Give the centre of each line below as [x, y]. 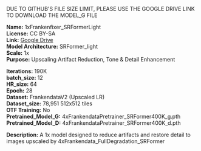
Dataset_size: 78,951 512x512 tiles [49, 104]
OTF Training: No [28, 110]
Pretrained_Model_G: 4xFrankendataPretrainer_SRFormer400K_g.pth [94, 116]
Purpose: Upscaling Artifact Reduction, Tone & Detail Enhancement [91, 59]
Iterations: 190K [27, 71]
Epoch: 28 [19, 90]
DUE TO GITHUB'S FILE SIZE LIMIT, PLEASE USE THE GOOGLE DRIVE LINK [101, 9]
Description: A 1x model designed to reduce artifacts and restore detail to [99, 135]
